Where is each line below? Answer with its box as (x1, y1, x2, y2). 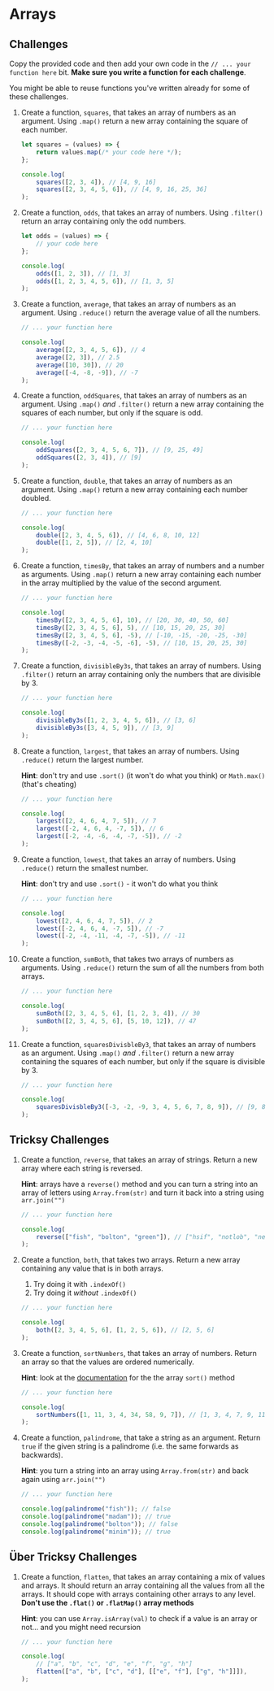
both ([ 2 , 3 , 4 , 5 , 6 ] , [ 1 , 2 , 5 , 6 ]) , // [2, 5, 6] (36, 1326, 215, 1334)
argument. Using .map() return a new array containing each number (20, 485, 249, 494)
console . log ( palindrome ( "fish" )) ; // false (20, 1505, 172, 1513)
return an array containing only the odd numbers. (20, 216, 186, 226)
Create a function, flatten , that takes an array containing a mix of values (20, 1571, 266, 1581)
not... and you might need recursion (20, 1622, 141, 1632)
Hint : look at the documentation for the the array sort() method (20, 1372, 235, 1382)
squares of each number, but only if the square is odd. (20, 408, 203, 418)
